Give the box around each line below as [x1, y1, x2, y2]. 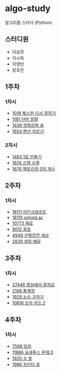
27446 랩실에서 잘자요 [12, 282, 55, 288]
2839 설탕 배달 [12, 239, 41, 244]
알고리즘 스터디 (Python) [5, 19, 52, 25]
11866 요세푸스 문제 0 [12, 349, 54, 355]
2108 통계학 [12, 288, 35, 294]
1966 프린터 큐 [12, 361, 40, 367]
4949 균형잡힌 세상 [12, 232, 49, 238]
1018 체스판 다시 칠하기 [12, 110, 56, 116]
